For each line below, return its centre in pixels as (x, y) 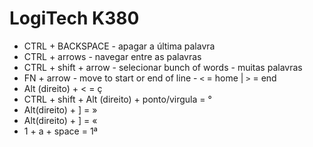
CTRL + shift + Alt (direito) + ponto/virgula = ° (117, 99)
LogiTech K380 (74, 18)
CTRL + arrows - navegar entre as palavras (112, 56)
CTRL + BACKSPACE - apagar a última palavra (119, 46)
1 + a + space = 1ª (60, 131)
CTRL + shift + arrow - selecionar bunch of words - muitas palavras (163, 67)
